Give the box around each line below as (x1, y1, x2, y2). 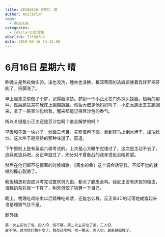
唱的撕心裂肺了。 (5, 168, 40, 174)
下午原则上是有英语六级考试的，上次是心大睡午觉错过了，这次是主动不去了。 (5, 146, 160, 151)
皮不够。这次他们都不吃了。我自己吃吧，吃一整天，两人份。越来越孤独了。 (5, 228, 134, 233)
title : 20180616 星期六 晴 (5, 7, 57, 12)
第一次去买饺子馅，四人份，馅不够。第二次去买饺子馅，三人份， (5, 222, 115, 228)
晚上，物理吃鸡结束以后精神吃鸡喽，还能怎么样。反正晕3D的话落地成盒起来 (5, 195, 157, 201)
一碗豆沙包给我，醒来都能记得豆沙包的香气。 (22, 108, 113, 114)
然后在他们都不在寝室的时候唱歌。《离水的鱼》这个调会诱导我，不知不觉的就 (5, 162, 158, 168)
